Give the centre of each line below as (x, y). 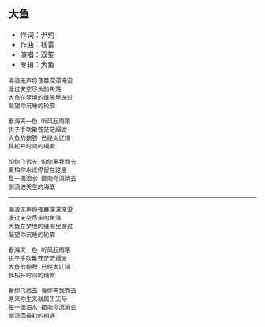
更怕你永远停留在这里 (37, 170)
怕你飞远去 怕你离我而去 (42, 162)
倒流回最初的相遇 (32, 316)
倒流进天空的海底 (32, 187)
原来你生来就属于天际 (37, 299)
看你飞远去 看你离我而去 (42, 291)
